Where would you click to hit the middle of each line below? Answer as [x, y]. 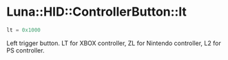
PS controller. [25, 50]
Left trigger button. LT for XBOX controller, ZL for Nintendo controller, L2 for [114, 43]
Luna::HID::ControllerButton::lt [96, 12]
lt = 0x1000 [23, 30]
